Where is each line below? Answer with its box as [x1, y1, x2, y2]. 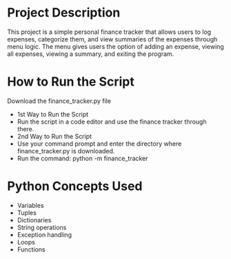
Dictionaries [17, 215, 52, 224]
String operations [17, 223, 67, 231]
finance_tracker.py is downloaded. [17, 146, 115, 155]
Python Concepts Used [7, 178, 143, 194]
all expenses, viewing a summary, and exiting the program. [7, 50, 174, 58]
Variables [17, 201, 44, 209]
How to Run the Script [7, 74, 134, 90]
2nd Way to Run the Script [17, 132, 92, 140]
